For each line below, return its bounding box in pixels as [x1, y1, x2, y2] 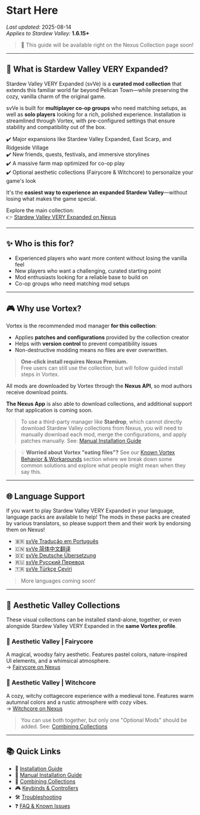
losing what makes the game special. [6, 195, 97, 202]
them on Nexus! [6, 526, 45, 534]
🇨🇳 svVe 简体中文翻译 [14, 545, 71, 553]
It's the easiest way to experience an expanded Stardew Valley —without [6, 189, 187, 196]
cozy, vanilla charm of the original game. [6, 93, 106, 100]
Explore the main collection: [6, 207, 74, 214]
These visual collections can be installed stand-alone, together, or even [6, 616, 182, 623]
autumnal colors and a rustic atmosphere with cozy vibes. [6, 698, 148, 706]
